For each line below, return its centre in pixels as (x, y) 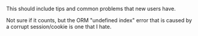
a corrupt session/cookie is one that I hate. (59, 27)
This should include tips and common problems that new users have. (91, 9)
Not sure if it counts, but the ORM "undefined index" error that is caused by (99, 20)
